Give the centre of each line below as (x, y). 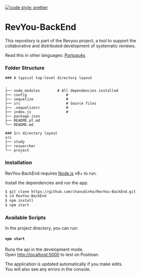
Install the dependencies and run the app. (47, 183)
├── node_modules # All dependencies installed (62, 91)
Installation (19, 163)
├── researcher (20, 146)
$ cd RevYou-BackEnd (26, 196)
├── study (15, 142)
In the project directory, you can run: (42, 228)
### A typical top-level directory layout (49, 78)
